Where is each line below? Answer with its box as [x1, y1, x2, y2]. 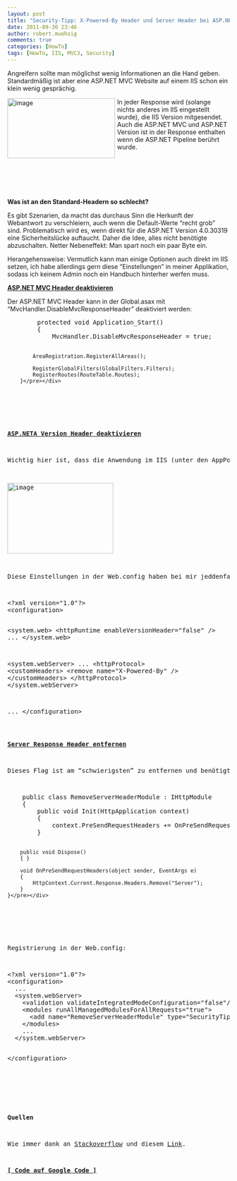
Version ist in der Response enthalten [117, 128, 226, 136]
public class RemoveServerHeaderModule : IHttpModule [22, 793, 212, 801]
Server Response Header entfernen [7, 740, 127, 748]
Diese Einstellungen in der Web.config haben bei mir [7, 572, 197, 580]
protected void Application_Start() [37, 318, 164, 326]
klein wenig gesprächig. [7, 84, 77, 92]
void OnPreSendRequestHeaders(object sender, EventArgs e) [20, 867, 197, 874]
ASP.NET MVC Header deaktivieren [7, 283, 114, 292]
